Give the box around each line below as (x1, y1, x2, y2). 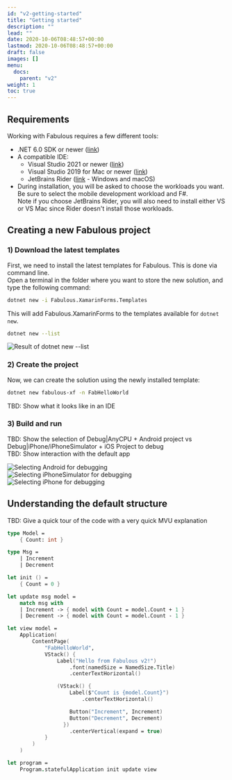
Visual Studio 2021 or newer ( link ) (27, 160, 124, 168)
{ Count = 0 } (19, 581, 60, 588)
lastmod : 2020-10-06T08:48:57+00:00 (7, 42, 113, 49)
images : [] (7, 56, 39, 63)
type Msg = (7, 549, 39, 556)
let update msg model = (7, 593, 76, 600)
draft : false (7, 49, 45, 56)
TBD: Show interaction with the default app (7, 449, 131, 458)
